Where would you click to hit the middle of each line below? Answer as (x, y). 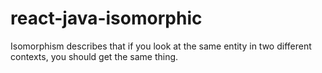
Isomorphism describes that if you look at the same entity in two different (161, 46)
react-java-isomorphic (106, 18)
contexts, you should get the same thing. (94, 56)
